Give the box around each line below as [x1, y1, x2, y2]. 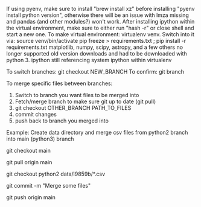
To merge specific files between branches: [6, 80, 113, 87]
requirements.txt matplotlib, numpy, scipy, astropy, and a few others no [6, 43, 183, 51]
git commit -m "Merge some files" [6, 182, 91, 189]
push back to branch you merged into [14, 117, 109, 124]
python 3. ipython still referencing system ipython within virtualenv [6, 57, 172, 63]
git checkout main [6, 147, 51, 154]
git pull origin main [6, 159, 53, 165]
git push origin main [6, 194, 56, 201]
